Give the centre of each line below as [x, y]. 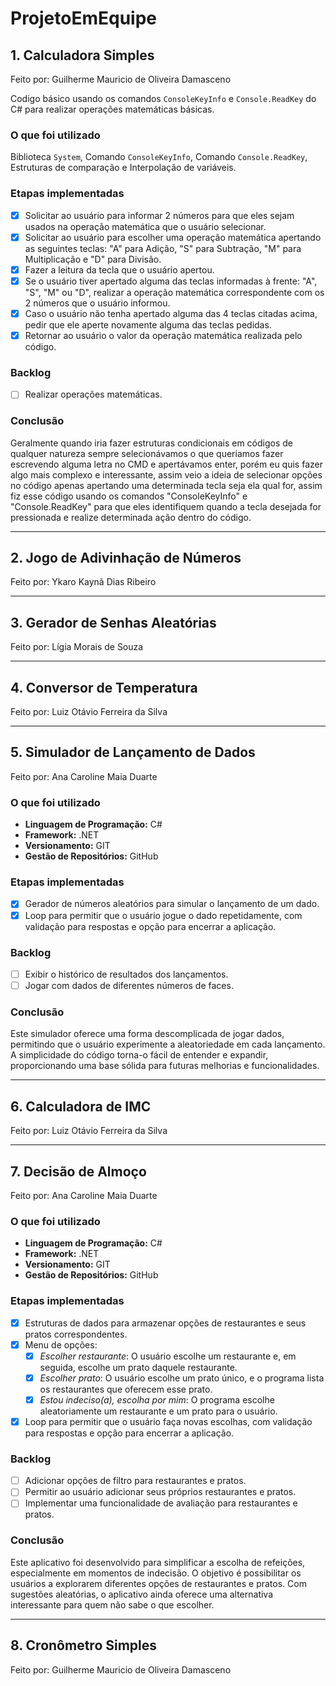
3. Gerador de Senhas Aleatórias [113, 622]
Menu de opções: [61, 1344]
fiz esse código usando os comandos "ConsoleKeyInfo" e [129, 496]
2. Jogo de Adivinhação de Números [126, 558]
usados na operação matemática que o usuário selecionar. [145, 226]
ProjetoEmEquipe [84, 18]
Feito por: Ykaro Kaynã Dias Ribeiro [83, 582]
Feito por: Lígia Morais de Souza [77, 647]
